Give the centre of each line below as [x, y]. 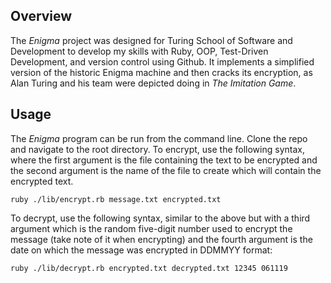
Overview [41, 16]
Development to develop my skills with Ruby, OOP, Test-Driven [139, 51]
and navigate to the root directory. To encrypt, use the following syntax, [157, 149]
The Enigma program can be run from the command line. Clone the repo [159, 138]
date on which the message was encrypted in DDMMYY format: [141, 250]
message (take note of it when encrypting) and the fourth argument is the [161, 239]
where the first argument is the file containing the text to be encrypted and [164, 160]
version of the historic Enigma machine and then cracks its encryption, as [161, 72]
